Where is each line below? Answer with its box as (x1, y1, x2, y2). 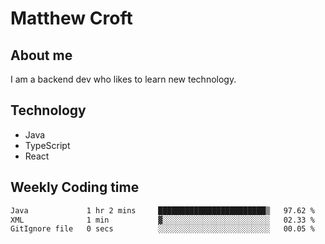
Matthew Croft (10, 7, 133, 30)
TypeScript (24, 139, 71, 151)
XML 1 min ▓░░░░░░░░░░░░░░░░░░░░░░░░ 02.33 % (10, 215, 315, 225)
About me (10, 47, 73, 64)
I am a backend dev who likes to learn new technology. (10, 73, 237, 85)
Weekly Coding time (10, 179, 140, 196)
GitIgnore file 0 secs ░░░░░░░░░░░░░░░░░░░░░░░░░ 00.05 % (10, 224, 315, 234)
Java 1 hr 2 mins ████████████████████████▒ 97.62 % (10, 205, 315, 216)
